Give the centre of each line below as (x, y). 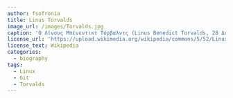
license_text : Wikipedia (43, 46)
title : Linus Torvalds (40, 20)
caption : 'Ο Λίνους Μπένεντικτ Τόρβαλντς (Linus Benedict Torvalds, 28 (113, 33)
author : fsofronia (34, 13)
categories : (24, 52)
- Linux (25, 71)
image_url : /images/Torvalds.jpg (55, 26)
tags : (15, 65)
